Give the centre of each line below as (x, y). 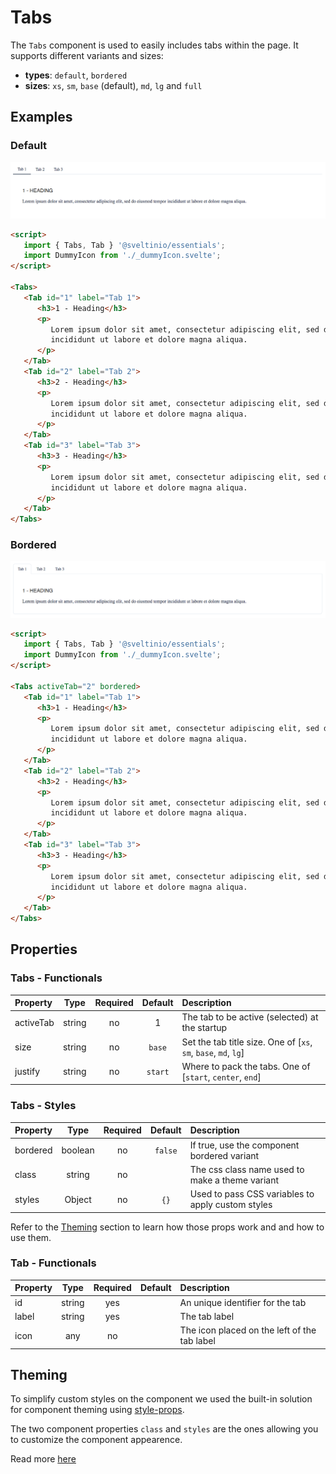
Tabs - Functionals (56, 978)
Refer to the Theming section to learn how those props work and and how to (167, 1227)
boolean (78, 1150)
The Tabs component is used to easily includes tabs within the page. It (154, 45)
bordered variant (224, 1155)
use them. (31, 1237)
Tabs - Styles (43, 1106)
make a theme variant (234, 1180)
